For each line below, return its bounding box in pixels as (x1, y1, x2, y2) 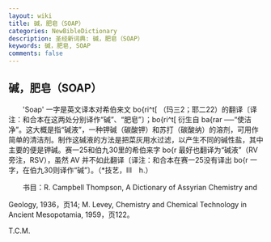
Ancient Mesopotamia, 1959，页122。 (8, 210, 134, 219)
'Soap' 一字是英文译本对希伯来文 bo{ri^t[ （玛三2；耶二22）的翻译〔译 (22, 104, 257, 114)
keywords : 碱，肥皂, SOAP (8, 42, 91, 50)
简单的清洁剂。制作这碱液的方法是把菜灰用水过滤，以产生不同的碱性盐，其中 (8, 134, 264, 144)
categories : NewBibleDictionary (8, 27, 117, 35)
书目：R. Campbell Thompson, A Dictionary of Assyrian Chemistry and (22, 182, 257, 192)
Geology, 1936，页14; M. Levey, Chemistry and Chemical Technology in (8, 199, 248, 209)
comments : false (8, 49, 63, 57)
